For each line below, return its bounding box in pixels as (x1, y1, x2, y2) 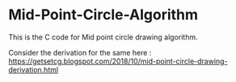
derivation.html (8, 64, 59, 74)
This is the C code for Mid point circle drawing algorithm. (8, 32, 198, 42)
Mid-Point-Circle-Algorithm (8, 6, 199, 24)
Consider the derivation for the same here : (8, 47, 152, 57)
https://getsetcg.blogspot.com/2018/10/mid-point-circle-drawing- (8, 56, 228, 66)
